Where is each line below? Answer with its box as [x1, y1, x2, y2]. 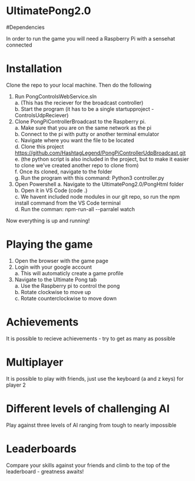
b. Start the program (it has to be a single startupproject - [14, 105, 154, 113]
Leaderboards [6, 442, 77, 455]
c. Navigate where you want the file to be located [14, 137, 134, 144]
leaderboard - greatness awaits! [6, 467, 84, 475]
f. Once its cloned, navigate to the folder [14, 168, 113, 175]
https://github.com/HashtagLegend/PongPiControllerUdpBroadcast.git [14, 149, 186, 156]
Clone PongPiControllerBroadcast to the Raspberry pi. [14, 118, 146, 125]
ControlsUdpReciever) [14, 111, 69, 118]
